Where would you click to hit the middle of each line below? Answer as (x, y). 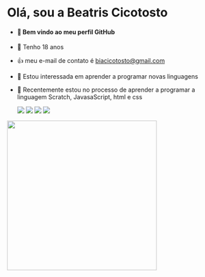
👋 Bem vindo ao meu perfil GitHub (66, 31)
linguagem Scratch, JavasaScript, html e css (80, 97)
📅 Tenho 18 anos (40, 47)
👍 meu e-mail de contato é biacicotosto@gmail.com (91, 61)
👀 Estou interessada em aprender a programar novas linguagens (107, 77)
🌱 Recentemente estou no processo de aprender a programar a (106, 90)
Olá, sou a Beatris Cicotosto (87, 13)
